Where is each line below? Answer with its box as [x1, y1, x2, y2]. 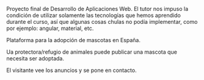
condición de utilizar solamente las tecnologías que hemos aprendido [6, 12, 181, 19]
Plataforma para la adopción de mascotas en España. [6, 37, 140, 43]
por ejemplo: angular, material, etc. [6, 24, 94, 32]
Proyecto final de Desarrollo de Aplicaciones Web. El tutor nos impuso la [6, 5, 189, 12]
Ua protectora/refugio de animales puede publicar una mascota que [6, 48, 177, 56]
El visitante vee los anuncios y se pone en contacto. [6, 67, 137, 74]
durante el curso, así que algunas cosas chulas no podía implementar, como [6, 18, 198, 25]
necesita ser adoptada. [6, 55, 64, 62]
